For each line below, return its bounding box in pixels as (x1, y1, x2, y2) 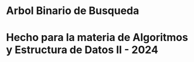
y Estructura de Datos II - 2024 (6, 43, 158, 57)
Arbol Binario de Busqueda (6, 4, 139, 18)
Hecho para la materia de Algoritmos (6, 31, 189, 44)
